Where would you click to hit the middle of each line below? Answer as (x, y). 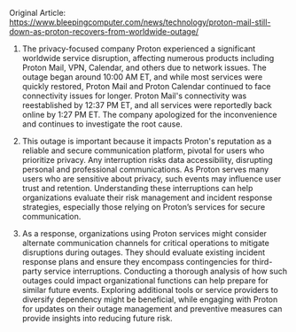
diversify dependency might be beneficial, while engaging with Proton (150, 299)
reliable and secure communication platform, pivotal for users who (143, 151)
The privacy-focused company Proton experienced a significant (139, 49)
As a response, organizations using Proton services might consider (144, 233)
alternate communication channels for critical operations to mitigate (146, 243)
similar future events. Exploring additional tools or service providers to (150, 290)
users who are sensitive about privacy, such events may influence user (152, 179)
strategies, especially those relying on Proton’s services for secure (144, 207)
